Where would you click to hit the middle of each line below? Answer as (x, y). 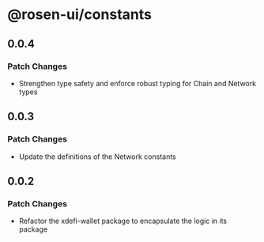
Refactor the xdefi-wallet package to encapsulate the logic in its (123, 221)
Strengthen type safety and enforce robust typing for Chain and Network (138, 83)
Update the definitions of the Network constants (97, 157)
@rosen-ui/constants (79, 15)
